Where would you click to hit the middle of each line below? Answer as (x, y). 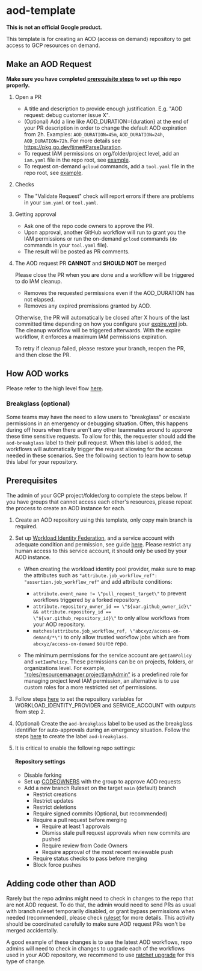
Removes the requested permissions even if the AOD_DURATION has (109, 293)
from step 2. (30, 712)
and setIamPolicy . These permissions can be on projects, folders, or (109, 662)
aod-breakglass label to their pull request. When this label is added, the (94, 442)
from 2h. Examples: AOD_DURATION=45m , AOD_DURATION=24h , (94, 134)
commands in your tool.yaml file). (66, 245)
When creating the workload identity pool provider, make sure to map (110, 569)
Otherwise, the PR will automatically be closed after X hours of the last (102, 317)
